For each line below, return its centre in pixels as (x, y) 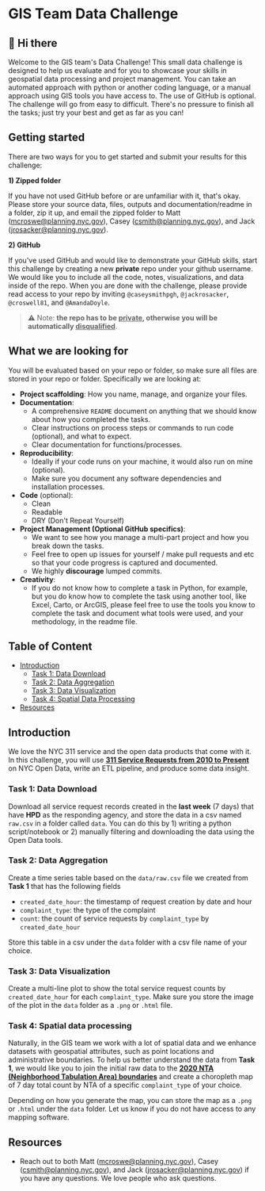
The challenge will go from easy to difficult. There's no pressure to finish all (131, 104)
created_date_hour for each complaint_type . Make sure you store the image (131, 997)
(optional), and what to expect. (81, 436)
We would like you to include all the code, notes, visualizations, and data (126, 277)
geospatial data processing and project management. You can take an (122, 79)
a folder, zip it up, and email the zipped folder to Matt (95, 213)
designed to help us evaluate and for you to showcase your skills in (117, 71)
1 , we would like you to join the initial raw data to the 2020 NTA (111, 1068)
